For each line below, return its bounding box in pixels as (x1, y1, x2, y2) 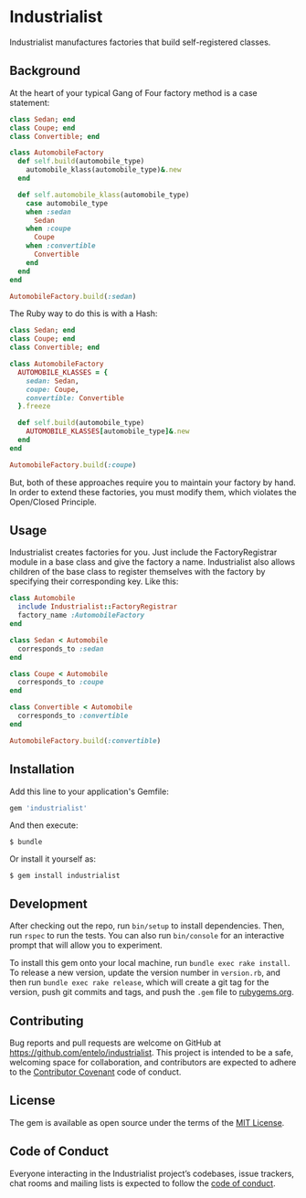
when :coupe (26, 224, 71, 234)
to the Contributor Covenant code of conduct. (9, 1066, 182, 1077)
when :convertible (26, 241, 96, 250)
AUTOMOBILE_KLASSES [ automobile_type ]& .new (26, 427, 190, 436)
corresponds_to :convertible (17, 711, 129, 721)
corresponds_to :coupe (17, 678, 104, 687)
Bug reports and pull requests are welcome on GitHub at (9, 1037, 222, 1048)
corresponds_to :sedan (17, 644, 104, 653)
